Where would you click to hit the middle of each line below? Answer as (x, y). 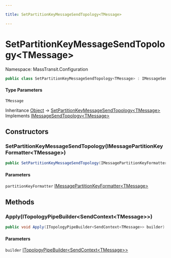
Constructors (27, 132)
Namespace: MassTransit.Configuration (47, 69)
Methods (20, 202)
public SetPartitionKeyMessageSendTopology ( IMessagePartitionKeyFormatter (86, 163)
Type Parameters (24, 90)
